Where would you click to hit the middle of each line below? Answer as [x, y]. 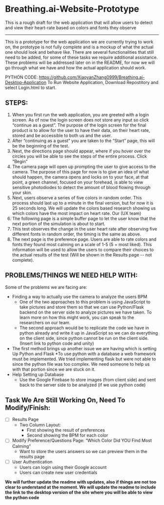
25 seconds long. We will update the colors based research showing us [84, 208]
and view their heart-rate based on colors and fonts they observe [71, 27]
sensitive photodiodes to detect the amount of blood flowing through [81, 187]
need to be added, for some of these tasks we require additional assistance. [82, 57]
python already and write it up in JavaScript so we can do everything [89, 333]
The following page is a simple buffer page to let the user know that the [84, 218]
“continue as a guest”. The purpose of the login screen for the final [79, 125]
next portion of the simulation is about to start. [59, 224]
